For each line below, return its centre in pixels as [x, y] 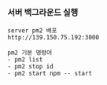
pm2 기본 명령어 [30, 53]
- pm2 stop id [31, 67]
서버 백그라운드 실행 [43, 12]
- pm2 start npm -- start [50, 74]
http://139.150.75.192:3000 [53, 38]
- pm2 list [25, 60]
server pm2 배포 [32, 31]
